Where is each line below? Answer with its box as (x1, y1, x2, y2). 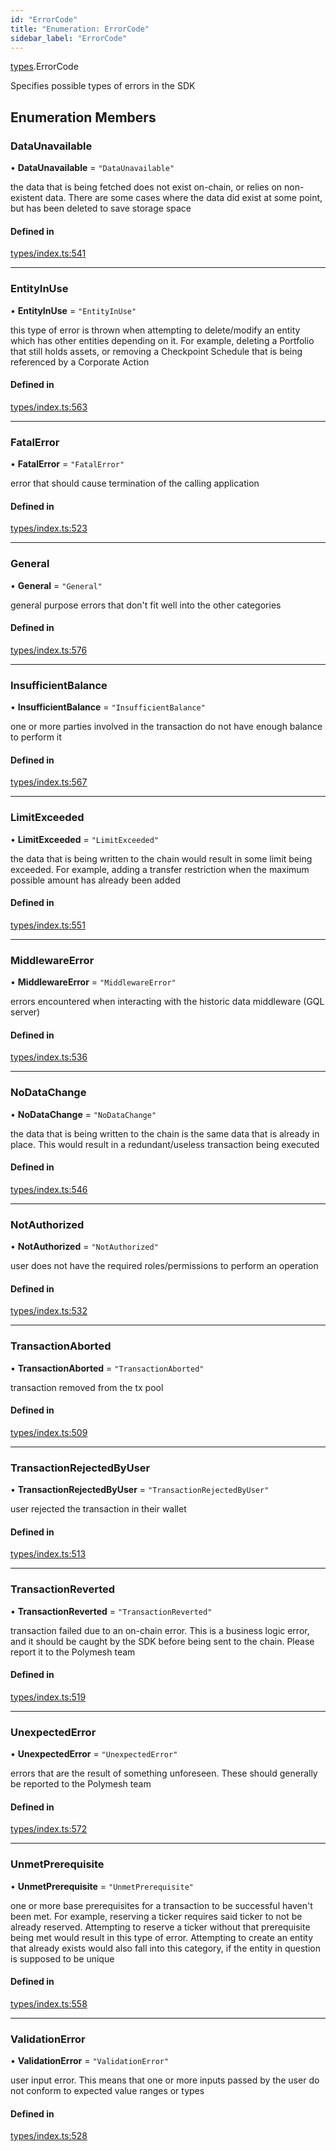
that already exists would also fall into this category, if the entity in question (10, 1942, 321, 1954)
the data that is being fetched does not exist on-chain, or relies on (10, 181, 283, 193)
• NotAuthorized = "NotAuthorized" (10, 1241, 159, 1253)
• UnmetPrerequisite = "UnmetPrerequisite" (10, 1880, 194, 1892)
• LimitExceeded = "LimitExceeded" (10, 833, 160, 845)
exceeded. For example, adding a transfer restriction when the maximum (10, 863, 310, 875)
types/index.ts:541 (10, 247, 87, 260)
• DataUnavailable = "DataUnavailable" (10, 162, 175, 174)
